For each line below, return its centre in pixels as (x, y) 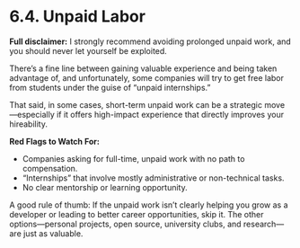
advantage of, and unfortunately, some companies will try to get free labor (147, 77)
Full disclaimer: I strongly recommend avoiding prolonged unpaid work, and (150, 41)
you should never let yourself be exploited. (88, 50)
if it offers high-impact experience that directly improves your (171, 114)
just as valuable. (53, 233)
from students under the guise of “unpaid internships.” (110, 87)
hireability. (28, 124)
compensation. (50, 168)
